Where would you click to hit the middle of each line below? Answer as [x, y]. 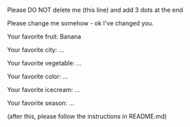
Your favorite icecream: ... [44, 90]
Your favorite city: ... [36, 50]
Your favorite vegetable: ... [45, 63]
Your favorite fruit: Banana [44, 36]
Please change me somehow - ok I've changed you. [81, 23]
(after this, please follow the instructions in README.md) [87, 116]
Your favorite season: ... [40, 103]
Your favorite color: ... [38, 76]
